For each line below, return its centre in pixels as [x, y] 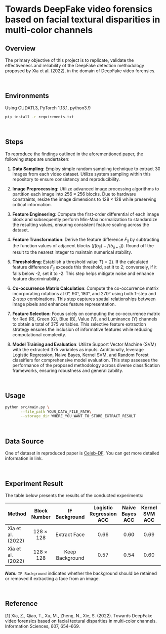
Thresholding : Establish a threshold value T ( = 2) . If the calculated [80, 262]
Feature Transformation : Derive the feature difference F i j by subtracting [86, 240]
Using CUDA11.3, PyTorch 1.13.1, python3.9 [48, 108]
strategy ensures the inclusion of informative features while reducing [83, 329]
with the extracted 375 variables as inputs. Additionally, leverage [78, 349]
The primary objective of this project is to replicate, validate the [70, 60]
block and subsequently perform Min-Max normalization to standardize [85, 219]
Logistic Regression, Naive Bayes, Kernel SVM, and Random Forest [81, 355]
